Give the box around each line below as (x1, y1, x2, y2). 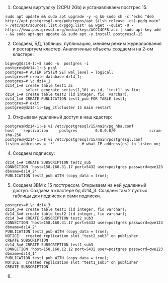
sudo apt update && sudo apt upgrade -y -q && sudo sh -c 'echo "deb (5, 14, 154, 19)
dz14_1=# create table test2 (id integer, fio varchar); (5, 92, 129, 97)
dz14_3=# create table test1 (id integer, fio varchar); (5, 207, 127, 212)
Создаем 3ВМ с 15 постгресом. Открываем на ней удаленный (12, 182, 147, 188)
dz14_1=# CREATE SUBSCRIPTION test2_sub (5, 160, 92, 165)
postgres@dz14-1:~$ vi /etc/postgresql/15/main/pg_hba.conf (5, 124, 134, 129)
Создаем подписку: (12, 150, 55, 156)
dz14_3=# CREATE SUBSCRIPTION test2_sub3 (5, 216, 94, 221)
